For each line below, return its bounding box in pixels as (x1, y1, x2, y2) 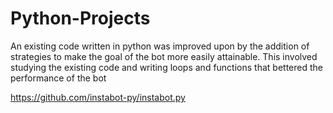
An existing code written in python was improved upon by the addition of (10, 40, 310, 52)
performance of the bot (10, 72, 107, 84)
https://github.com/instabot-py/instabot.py (10, 91, 186, 103)
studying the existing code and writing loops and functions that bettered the (10, 61, 323, 73)
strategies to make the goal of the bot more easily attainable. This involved (10, 50, 318, 62)
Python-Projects (10, 7, 151, 30)
